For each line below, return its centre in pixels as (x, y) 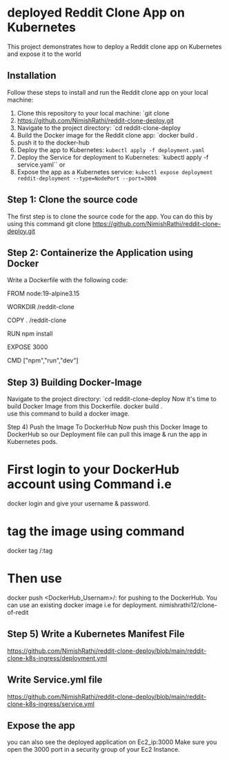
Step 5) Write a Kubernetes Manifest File (96, 634)
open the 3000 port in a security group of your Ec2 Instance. (94, 750)
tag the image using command (96, 531)
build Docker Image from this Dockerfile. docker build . (85, 407)
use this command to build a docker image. (68, 414)
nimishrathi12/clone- (188, 605)
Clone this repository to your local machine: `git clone (93, 113)
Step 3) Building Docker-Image (75, 382)
